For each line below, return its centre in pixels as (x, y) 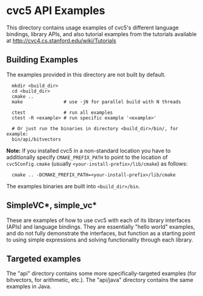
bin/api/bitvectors (37, 139)
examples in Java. (29, 287)
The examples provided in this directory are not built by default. (86, 75)
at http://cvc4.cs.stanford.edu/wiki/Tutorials (61, 40)
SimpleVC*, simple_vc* (52, 205)
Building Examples (42, 60)
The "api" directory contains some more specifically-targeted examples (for (101, 273)
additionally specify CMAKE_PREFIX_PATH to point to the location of (87, 157)
